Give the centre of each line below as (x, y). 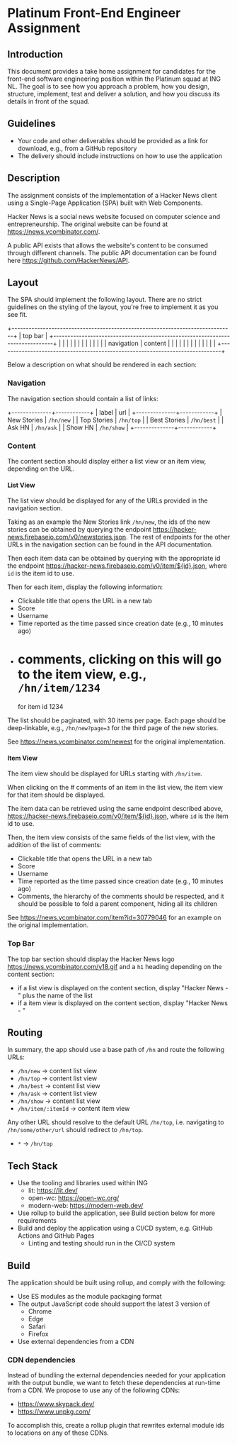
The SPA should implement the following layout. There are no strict (105, 300)
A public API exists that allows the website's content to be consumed (108, 245)
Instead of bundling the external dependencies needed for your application (117, 1375)
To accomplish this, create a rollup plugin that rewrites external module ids (116, 1426)
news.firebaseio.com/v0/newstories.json (67, 537)
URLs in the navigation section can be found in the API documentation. (110, 544)
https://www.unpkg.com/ (54, 1411)
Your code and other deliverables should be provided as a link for (113, 140)
